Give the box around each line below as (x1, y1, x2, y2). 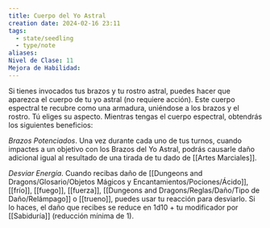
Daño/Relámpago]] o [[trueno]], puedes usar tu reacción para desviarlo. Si (8, 193, 255, 203)
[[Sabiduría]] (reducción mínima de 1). (8, 210, 135, 221)
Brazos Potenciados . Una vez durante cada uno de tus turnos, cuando (8, 136, 242, 145)
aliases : (8, 49, 38, 57)
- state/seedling (15, 34, 74, 43)
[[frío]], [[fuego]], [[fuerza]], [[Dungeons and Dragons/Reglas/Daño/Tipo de (8, 185, 260, 195)
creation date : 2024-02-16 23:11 (8, 19, 121, 27)
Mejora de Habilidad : (8, 64, 81, 72)
